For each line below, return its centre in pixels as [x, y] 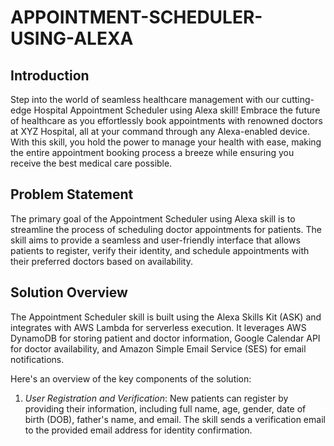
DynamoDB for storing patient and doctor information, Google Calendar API [165, 338]
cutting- [298, 99]
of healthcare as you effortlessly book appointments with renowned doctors [166, 120]
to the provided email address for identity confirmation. [138, 430]
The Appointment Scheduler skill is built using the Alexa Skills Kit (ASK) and [166, 317]
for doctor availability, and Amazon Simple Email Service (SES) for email [158, 348]
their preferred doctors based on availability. [102, 261]
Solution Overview [69, 292]
